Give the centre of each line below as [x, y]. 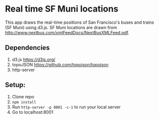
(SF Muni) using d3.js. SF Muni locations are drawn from [61, 27]
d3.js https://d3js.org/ [34, 59]
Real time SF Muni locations [62, 9]
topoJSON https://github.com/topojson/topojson [60, 64]
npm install [24, 102]
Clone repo [23, 97]
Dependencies [27, 48]
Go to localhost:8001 [33, 112]
